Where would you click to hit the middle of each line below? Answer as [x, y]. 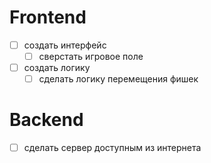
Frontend [48, 17]
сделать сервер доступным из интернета [112, 148]
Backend [46, 120]
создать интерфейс [65, 45]
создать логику [57, 68]
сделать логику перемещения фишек [118, 79]
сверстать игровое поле [91, 56]
